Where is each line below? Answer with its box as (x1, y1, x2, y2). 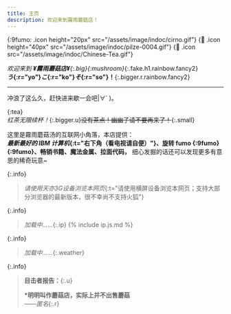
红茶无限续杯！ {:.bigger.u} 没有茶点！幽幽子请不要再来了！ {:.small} (7, 115, 195, 124)
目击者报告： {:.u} (23, 276, 74, 284)
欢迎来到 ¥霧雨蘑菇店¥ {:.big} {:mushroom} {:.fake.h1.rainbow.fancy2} (7, 64, 198, 72)
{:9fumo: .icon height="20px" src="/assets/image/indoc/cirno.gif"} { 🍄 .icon (7, 35, 221, 43)
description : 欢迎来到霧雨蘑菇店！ (7, 16, 98, 23)
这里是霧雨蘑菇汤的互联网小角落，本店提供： (7, 130, 134, 138)
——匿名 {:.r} (23, 300, 60, 308)
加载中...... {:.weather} (23, 248, 85, 256)
